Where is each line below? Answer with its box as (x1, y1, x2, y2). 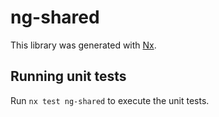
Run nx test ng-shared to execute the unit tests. (10, 94, 210, 106)
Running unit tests (10, 68, 127, 85)
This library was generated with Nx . (10, 39, 157, 51)
